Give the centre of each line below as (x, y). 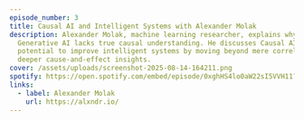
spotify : (26, 77)
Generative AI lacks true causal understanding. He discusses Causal (151, 43)
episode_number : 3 (44, 18)
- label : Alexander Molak (66, 93)
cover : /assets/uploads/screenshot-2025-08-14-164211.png (121, 69)
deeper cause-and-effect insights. (85, 60)
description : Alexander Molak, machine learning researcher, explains (145, 34)
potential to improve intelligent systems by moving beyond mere (143, 51)
